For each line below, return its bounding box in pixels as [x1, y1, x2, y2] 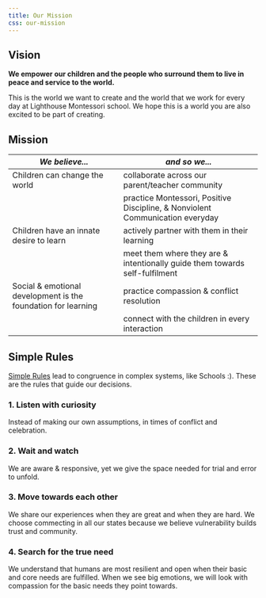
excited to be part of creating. [8, 110, 105, 120]
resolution [123, 295, 161, 307]
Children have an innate [12, 225, 101, 236]
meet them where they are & [123, 248, 228, 259]
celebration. [8, 425, 47, 436]
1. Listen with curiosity [8, 399, 97, 410]
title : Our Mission [8, 11, 73, 20]
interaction [123, 323, 164, 334]
